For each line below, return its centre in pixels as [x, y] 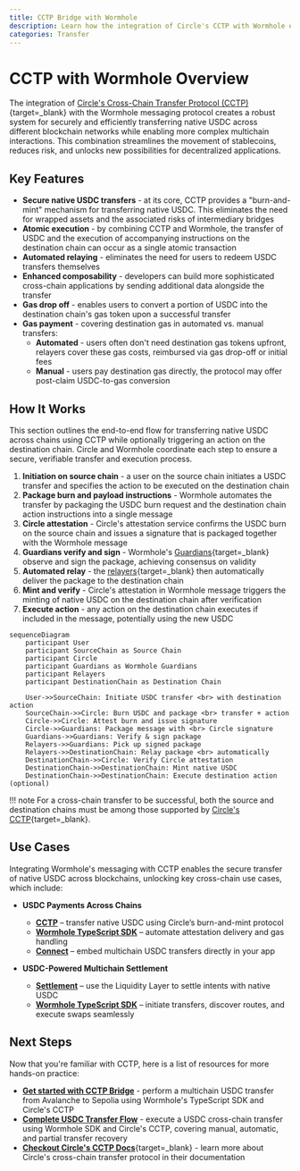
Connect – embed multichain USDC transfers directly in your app [155, 951]
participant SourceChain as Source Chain [103, 650]
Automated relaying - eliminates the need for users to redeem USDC [149, 257]
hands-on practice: [45, 1073]
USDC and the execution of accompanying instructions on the [136, 239]
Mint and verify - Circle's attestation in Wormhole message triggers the [154, 590]
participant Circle [62, 658]
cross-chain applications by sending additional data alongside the [143, 286]
